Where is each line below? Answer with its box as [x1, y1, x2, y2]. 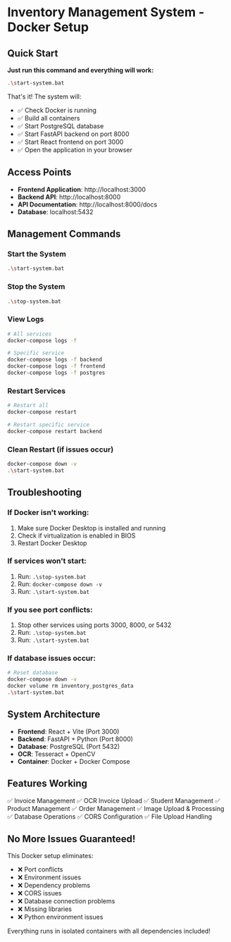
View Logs [7, 314, 44, 324]
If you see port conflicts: [7, 605, 93, 614]
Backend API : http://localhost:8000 [17, 192, 121, 201]
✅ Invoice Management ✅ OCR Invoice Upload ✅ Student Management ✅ [7, 796, 220, 805]
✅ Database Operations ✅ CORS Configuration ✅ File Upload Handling [7, 812, 213, 821]
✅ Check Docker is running [17, 106, 97, 114]
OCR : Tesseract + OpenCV [17, 750, 96, 758]
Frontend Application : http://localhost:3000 [17, 185, 146, 194]
